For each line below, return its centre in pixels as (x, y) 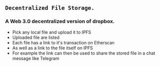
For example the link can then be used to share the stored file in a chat (84, 53)
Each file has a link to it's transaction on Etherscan (63, 42)
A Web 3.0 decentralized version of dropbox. (60, 21)
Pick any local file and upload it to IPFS (52, 32)
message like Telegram (36, 58)
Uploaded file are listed (36, 37)
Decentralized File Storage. (50, 8)
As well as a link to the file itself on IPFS (52, 48)
